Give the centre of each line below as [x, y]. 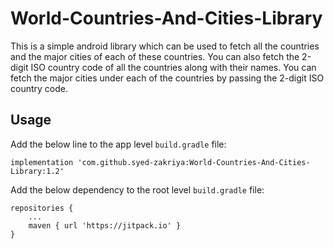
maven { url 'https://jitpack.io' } [105, 225]
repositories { [42, 208]
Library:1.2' [37, 171]
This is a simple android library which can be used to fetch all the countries [165, 46]
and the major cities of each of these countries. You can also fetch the [155, 56]
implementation [42, 162]
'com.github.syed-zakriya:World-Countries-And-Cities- [194, 162]
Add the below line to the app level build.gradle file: [118, 144]
